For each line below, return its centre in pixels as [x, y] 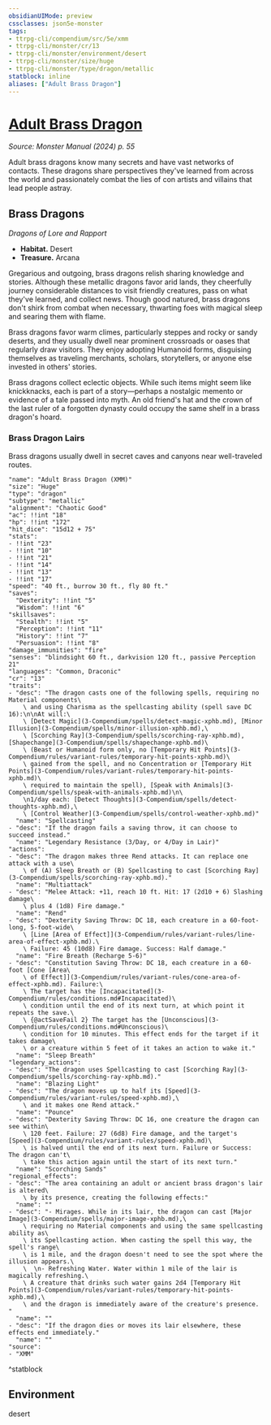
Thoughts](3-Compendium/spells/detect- [170, 799]
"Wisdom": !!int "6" [50, 607]
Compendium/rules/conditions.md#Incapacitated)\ [92, 998]
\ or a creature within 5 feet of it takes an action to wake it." [139, 1048]
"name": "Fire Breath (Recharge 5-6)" [82, 955]
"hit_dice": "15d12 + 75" [52, 529]
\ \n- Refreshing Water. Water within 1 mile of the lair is [130, 1268]
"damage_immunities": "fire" [58, 650]
